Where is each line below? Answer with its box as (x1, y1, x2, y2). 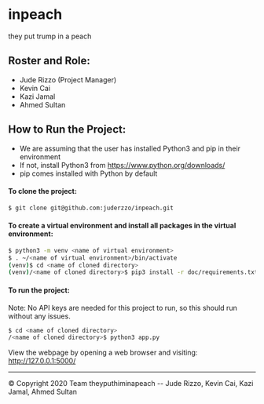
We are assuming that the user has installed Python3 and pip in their (19, 144, 241, 153)
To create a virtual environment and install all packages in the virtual (8, 221, 236, 231)
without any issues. (8, 311, 71, 321)
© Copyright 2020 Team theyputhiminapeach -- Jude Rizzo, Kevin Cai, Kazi (8, 379, 254, 388)
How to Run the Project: (8, 123, 126, 136)
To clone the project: (8, 187, 77, 196)
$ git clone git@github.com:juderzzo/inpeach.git (8, 204, 174, 212)
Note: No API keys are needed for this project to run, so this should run (8, 303, 237, 312)
